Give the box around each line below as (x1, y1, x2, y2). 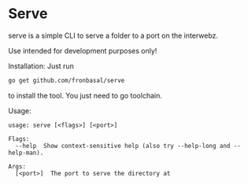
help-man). (8, 149, 44, 157)
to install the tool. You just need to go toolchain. (8, 91, 163, 100)
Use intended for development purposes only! (8, 46, 157, 55)
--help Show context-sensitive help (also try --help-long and (15, 142, 231, 150)
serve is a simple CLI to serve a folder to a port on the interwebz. (8, 31, 219, 40)
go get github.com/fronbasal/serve (8, 76, 125, 84)
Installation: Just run (8, 61, 75, 71)
